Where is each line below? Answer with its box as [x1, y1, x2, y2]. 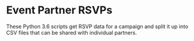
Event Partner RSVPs [6, 4, 113, 17]
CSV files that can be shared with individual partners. [6, 29, 137, 36]
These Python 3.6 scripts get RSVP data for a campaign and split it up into [6, 23, 189, 30]
